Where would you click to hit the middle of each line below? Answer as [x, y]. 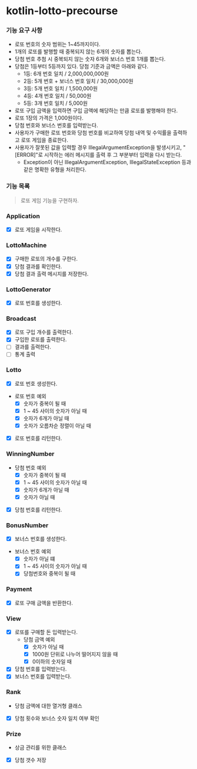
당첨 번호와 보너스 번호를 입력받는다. [56, 126]
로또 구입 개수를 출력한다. [44, 332]
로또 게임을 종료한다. [45, 140]
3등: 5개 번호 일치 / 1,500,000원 [61, 88]
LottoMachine [26, 245]
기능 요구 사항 [24, 31]
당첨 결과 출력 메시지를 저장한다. [51, 274]
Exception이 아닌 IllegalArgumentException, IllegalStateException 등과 [107, 162]
